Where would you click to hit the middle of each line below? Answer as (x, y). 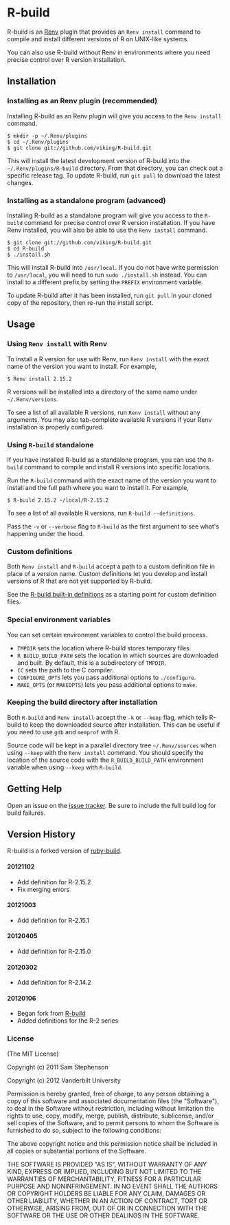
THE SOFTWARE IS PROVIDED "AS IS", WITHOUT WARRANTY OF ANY (107, 1164)
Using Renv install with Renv (57, 344)
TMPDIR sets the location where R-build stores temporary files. (104, 648)
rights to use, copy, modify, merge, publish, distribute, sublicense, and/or (111, 1116)
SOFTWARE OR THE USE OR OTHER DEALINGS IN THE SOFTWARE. (103, 1215)
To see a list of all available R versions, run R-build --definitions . (101, 513)
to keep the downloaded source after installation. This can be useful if (122, 725)
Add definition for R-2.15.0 (54, 952)
